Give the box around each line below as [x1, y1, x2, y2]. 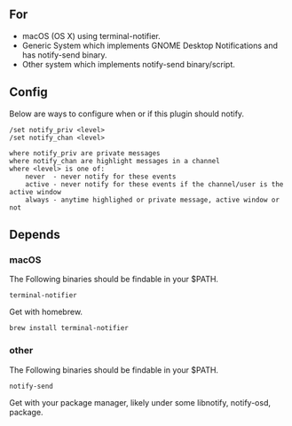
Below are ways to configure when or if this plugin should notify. [9, 108, 245, 119]
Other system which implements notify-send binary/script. [21, 59, 235, 69]
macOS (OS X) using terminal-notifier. [21, 30, 162, 41]
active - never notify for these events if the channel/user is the [25, 179, 284, 189]
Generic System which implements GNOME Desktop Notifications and [21, 40, 278, 51]
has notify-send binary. [21, 49, 108, 60]
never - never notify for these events [25, 172, 177, 181]
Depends [9, 227, 60, 242]
